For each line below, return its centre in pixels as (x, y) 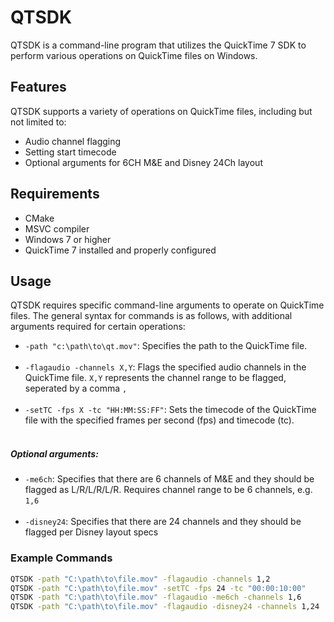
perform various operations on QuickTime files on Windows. (134, 55)
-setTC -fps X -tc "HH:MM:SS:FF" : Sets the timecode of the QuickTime (170, 410)
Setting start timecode (70, 152)
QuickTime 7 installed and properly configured (120, 250)
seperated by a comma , (76, 388)
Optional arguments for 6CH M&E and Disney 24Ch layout (143, 162)
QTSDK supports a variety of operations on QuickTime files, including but (161, 111)
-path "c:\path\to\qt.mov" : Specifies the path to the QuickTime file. (166, 346)
